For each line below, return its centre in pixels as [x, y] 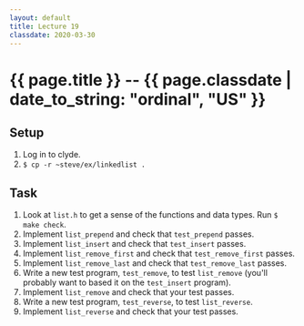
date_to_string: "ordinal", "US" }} [138, 99]
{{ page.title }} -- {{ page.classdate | [151, 80]
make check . [44, 225]
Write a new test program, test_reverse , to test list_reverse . [137, 302]
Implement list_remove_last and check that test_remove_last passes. [155, 263]
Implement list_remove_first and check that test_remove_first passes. [159, 254]
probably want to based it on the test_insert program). [127, 282]
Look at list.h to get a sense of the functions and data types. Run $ [150, 215]
